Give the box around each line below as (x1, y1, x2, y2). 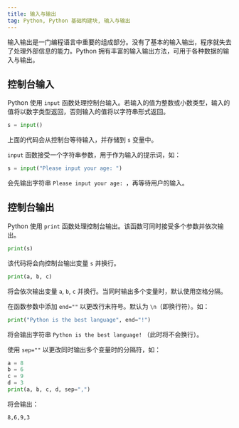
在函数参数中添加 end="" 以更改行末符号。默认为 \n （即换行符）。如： (7, 302, 210, 310)
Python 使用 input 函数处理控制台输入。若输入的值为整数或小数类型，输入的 (7, 98, 230, 107)
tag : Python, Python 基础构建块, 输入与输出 (7, 17, 131, 24)
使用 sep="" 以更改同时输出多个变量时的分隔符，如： (7, 345, 161, 354)
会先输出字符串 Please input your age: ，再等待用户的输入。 (7, 179, 188, 188)
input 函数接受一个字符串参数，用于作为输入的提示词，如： (7, 151, 181, 159)
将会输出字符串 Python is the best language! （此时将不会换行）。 (7, 330, 203, 339)
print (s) (7, 245, 33, 252)
